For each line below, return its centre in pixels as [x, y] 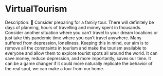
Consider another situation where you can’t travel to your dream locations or [81, 32]
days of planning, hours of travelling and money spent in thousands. [73, 27]
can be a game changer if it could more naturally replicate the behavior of [79, 63]
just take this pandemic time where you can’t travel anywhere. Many [73, 38]
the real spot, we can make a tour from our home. [55, 68]
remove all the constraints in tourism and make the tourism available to [76, 48]
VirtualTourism [36, 9]
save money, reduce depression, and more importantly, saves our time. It [78, 58]
